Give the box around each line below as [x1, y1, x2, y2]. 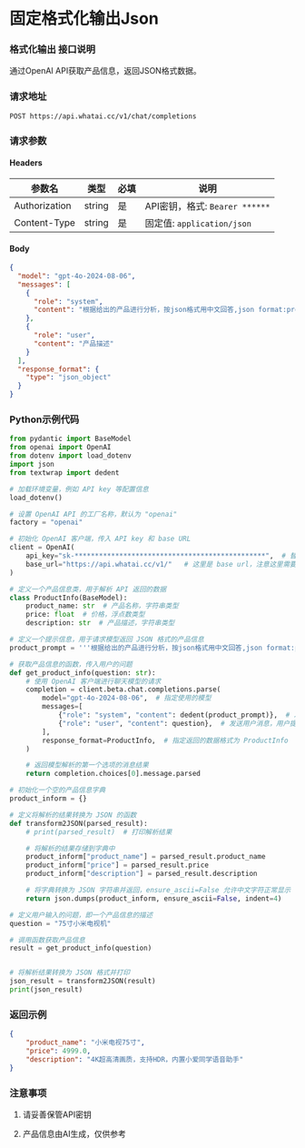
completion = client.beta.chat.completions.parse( [25, 685, 221, 694]
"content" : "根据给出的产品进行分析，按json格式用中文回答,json [33, 306, 255, 315]
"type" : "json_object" [25, 373, 112, 382]
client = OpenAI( [9, 543, 75, 552]
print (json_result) [9, 985, 84, 994]
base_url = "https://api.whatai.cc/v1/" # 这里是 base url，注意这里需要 [25, 559, 297, 569]
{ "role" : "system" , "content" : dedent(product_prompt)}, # [57, 710, 290, 720]
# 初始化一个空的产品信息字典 [9, 786, 106, 795]
